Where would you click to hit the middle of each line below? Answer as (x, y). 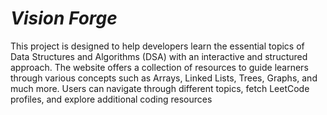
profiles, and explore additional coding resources (111, 99)
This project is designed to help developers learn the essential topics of (157, 46)
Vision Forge (64, 18)
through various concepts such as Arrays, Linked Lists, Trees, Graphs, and (164, 78)
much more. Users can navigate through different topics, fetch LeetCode (160, 88)
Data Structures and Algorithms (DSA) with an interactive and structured (159, 56)
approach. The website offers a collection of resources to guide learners (159, 67)
